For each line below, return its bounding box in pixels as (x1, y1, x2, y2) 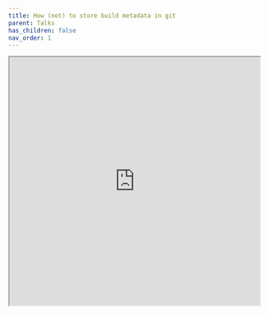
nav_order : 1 (8, 33, 52, 42)
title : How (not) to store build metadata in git (8, 11, 177, 20)
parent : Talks (8, 19, 56, 27)
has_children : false (8, 26, 77, 34)
